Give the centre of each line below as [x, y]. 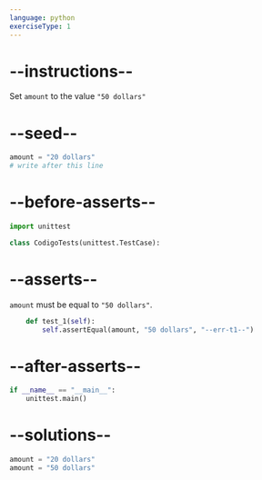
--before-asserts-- [83, 202]
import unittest [40, 227]
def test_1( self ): [60, 321]
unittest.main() [57, 399]
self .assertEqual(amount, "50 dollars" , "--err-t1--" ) [148, 330]
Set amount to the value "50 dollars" [78, 96]
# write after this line [56, 166]
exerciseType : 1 [40, 26]
